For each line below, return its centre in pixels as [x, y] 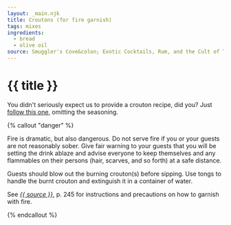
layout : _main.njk [33, 13]
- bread [24, 39]
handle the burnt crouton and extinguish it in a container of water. [100, 181]
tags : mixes [24, 26]
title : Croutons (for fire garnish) [59, 20]
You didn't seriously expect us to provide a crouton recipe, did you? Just [110, 104]
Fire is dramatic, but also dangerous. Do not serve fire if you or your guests [113, 139]
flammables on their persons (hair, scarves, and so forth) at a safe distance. [114, 160]
